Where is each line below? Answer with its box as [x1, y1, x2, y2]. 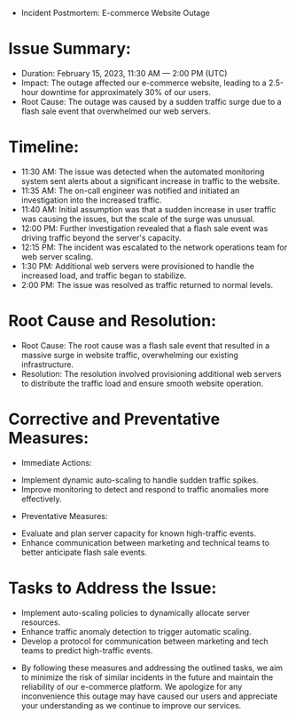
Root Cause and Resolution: [8, 311, 217, 332]
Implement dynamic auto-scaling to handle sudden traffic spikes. [20, 475, 259, 485]
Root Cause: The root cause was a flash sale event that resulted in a [20, 340, 270, 350]
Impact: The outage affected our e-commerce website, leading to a [20, 77, 267, 88]
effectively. [20, 493, 62, 504]
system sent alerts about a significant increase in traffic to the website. [20, 175, 280, 186]
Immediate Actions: [20, 457, 92, 468]
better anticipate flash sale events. [20, 547, 148, 557]
